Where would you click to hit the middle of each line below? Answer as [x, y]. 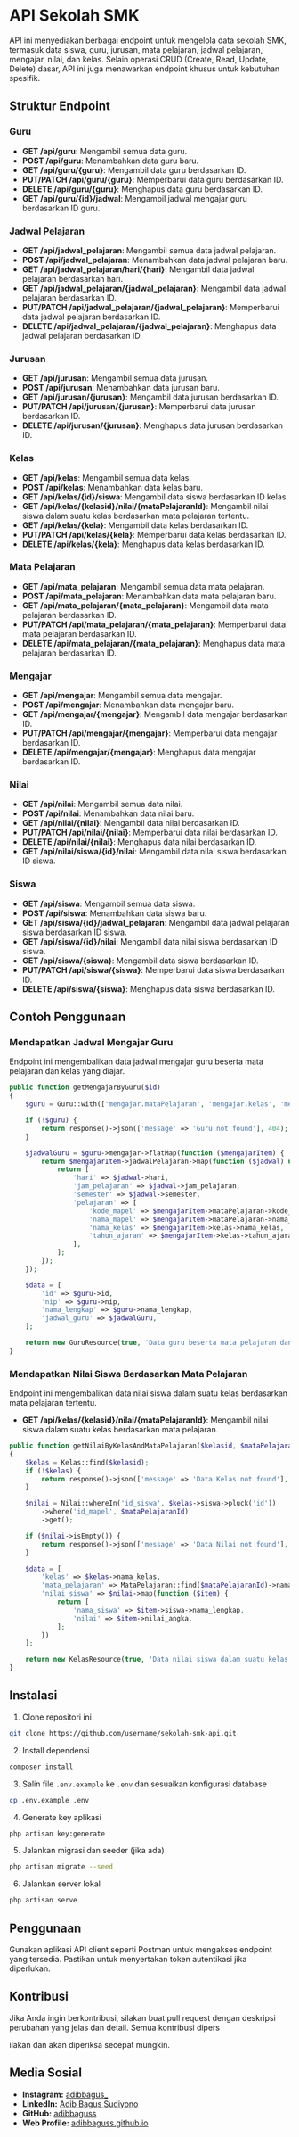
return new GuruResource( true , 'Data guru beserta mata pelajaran [151, 1343]
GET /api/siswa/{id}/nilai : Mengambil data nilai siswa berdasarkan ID [149, 941]
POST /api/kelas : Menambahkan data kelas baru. [112, 487]
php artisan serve [43, 1901]
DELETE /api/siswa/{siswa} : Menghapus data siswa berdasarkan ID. [149, 989]
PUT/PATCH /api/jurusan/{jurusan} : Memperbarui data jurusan [139, 407]
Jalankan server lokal [61, 1884]
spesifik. [25, 78]
